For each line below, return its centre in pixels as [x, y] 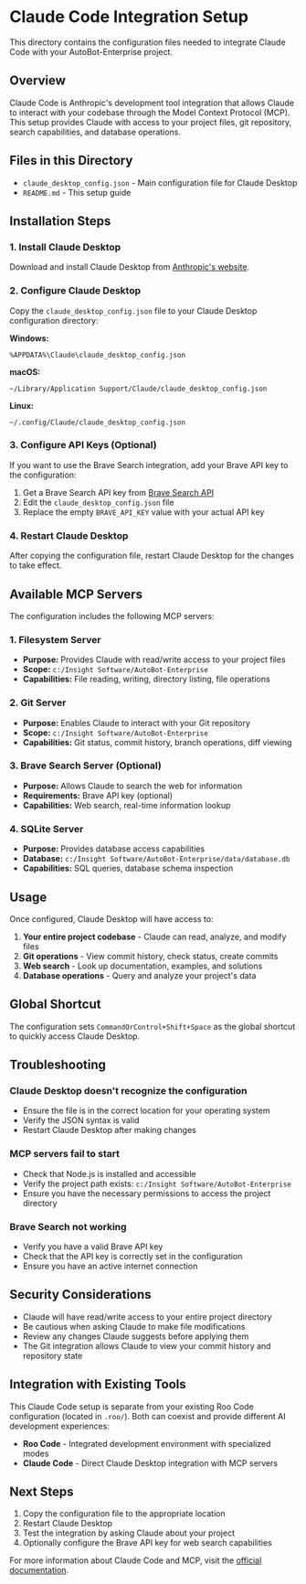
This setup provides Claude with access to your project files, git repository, [151, 122]
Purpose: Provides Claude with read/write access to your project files [154, 659]
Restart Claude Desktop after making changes [109, 1130]
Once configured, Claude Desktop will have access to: [111, 919]
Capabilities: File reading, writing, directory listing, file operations [147, 680]
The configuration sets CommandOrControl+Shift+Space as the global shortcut [153, 1026]
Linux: [21, 405]
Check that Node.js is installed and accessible [109, 1173]
